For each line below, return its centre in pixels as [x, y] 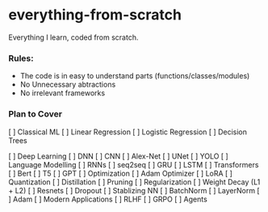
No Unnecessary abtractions [68, 85]
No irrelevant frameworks [63, 93]
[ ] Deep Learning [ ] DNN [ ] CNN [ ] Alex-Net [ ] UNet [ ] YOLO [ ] [118, 156]
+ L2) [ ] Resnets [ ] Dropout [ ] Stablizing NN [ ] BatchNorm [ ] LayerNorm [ [134, 190]
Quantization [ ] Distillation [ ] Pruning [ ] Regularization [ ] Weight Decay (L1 [134, 182]
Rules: [21, 58]
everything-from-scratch [95, 15]
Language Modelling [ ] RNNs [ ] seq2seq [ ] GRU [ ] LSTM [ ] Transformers [134, 164]
